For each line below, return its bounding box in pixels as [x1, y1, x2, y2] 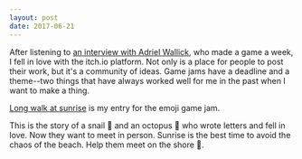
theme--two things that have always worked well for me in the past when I [9, 75, 287, 86]
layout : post [9, 13, 59, 23]
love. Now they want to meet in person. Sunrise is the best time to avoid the [9, 129, 291, 140]
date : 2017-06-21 [9, 22, 75, 31]
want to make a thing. [9, 85, 90, 96]
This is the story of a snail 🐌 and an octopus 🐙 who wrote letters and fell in [9, 119, 286, 131]
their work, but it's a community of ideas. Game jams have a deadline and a [9, 65, 290, 77]
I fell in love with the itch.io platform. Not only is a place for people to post [9, 56, 284, 67]
